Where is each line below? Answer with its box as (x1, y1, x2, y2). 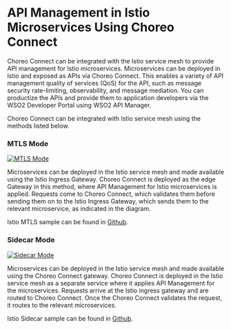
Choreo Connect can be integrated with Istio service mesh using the (7, 114, 201, 122)
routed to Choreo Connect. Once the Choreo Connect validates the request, (7, 293, 223, 301)
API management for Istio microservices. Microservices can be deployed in (7, 64, 221, 72)
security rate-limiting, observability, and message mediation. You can (7, 86, 204, 94)
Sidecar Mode (7, 235, 55, 245)
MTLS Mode (7, 139, 49, 148)
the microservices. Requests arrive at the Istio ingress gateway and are (7, 286, 209, 295)
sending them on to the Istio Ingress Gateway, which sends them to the (7, 197, 209, 206)
